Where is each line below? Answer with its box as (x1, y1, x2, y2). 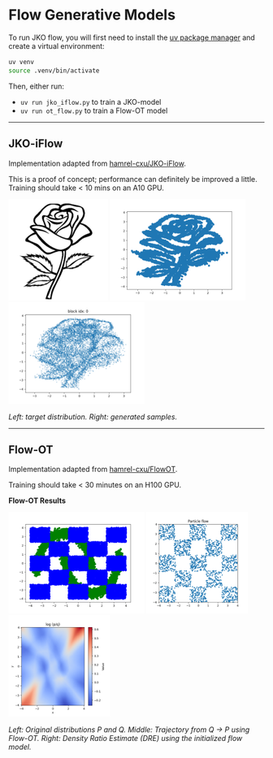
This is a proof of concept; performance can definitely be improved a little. (8, 174, 258, 184)
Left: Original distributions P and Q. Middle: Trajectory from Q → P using (8, 725, 250, 734)
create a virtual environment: (8, 41, 105, 50)
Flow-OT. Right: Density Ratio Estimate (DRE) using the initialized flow (8, 734, 243, 743)
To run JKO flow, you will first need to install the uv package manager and (8, 32, 256, 42)
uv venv (8, 58, 35, 66)
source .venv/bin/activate (8, 67, 100, 75)
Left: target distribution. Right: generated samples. (8, 412, 177, 422)
